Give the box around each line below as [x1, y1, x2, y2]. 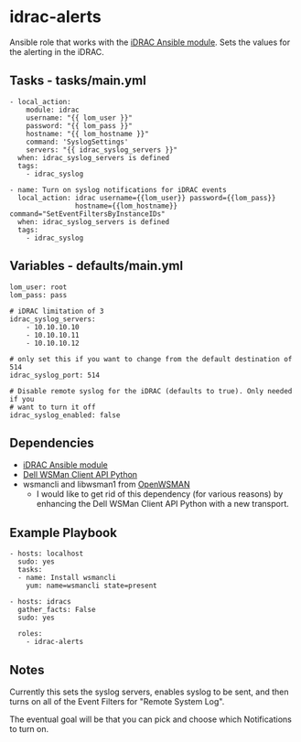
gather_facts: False [17, 606, 96, 615]
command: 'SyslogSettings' [26, 137, 129, 146]
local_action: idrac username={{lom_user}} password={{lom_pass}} [17, 193, 276, 202]
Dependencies [9, 435, 94, 450]
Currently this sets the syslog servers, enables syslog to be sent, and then [9, 686, 290, 697]
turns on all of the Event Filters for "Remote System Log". [9, 696, 225, 706]
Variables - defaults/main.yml [9, 258, 184, 274]
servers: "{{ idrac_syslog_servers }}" [26, 145, 178, 155]
